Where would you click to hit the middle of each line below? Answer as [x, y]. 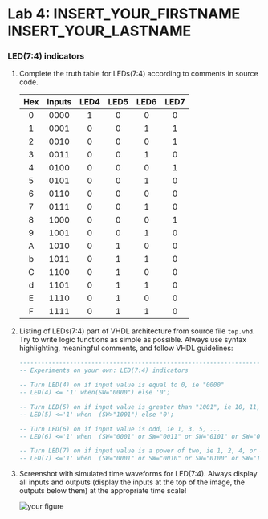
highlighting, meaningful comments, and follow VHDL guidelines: [126, 348]
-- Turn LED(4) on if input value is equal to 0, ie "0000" [122, 385]
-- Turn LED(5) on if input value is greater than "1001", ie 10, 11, [140, 407]
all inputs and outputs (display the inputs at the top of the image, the [132, 482]
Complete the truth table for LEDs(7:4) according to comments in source [138, 74]
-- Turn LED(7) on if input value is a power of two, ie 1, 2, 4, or [138, 451]
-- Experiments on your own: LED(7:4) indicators [104, 370]
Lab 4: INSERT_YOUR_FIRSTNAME [124, 14]
